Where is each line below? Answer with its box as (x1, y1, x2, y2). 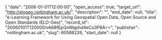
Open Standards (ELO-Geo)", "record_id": (5, 19, 89, 25)
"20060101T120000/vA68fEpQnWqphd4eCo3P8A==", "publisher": (5, 25, 139, 30)
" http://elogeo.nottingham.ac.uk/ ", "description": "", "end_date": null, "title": (5, 9, 158, 15)
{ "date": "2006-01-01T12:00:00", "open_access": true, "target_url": (5, 4, 141, 10)
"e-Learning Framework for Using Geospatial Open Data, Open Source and (5, 14, 156, 20)
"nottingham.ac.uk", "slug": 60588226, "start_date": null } (5, 30, 121, 35)
